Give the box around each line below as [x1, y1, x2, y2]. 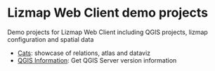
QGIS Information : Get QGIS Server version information [17, 56, 177, 64]
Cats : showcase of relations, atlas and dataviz [17, 49, 151, 57]
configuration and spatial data [7, 35, 94, 43]
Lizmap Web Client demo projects [7, 5, 209, 21]
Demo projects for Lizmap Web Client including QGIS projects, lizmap [7, 28, 209, 36]
